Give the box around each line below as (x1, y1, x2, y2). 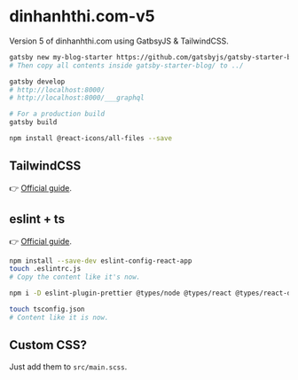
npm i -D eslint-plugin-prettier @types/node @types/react (9, 289, 232, 298)
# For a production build (9, 109, 105, 119)
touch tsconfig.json (9, 305, 86, 314)
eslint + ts (9, 211, 65, 227)
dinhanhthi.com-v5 (9, 6, 155, 27)
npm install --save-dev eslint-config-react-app (9, 256, 192, 265)
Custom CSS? (9, 337, 87, 352)
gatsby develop (9, 77, 66, 86)
